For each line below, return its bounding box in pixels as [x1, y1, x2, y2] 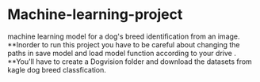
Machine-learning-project [7, 6, 183, 24]
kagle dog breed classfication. [7, 65, 106, 74]
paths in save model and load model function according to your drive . [7, 48, 237, 58]
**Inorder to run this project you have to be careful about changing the [7, 39, 240, 49]
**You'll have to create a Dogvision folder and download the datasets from [7, 57, 253, 66]
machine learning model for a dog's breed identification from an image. [7, 32, 240, 41]
